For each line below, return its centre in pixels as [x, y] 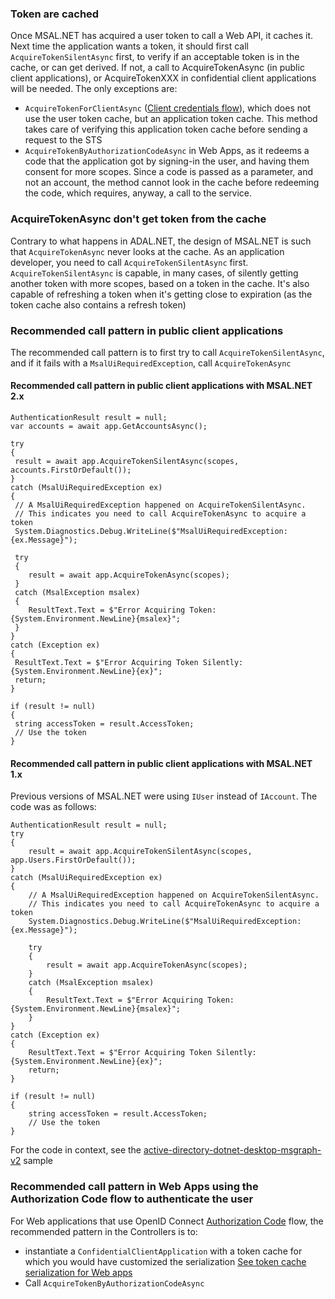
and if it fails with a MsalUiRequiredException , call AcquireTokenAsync [151, 363]
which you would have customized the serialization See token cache [165, 1261]
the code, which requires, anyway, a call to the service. [138, 193]
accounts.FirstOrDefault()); [71, 470]
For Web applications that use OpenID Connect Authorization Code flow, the [167, 1221]
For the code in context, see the [76, 1150]
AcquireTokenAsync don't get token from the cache [138, 219]
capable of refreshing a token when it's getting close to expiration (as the [161, 294]
